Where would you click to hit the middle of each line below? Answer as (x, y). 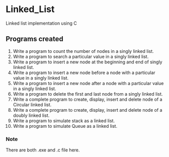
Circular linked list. (32, 105)
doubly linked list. (31, 115)
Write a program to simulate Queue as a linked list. (65, 126)
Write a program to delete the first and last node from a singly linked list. (88, 94)
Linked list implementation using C (41, 23)
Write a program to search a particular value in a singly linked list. (81, 56)
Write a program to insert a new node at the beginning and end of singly (88, 62)
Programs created (34, 39)
